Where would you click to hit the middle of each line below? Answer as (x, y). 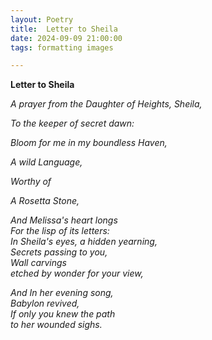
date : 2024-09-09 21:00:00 (66, 38)
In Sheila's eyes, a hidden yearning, (84, 242)
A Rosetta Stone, (45, 201)
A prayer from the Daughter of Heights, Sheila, (106, 104)
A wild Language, (46, 162)
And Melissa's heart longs (64, 220)
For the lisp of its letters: (60, 231)
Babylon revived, (45, 303)
